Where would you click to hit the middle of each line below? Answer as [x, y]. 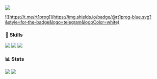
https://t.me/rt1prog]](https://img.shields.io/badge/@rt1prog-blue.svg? [81, 17]
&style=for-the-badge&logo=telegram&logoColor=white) [62, 22]
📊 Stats [15, 59]
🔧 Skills [14, 35]
